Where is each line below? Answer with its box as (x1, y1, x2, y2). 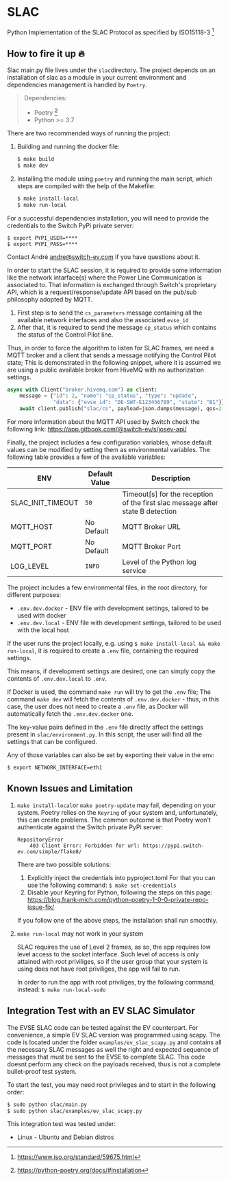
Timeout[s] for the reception (122, 489, 214, 499)
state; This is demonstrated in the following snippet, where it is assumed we (7, 358, 221, 366)
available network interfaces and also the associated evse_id (16, 315, 189, 324)
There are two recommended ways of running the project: (7, 129, 170, 137)
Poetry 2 (34, 107, 58, 117)
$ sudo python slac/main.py (7, 1101, 88, 1108)
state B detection (122, 506, 177, 516)
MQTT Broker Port (122, 542, 181, 552)
